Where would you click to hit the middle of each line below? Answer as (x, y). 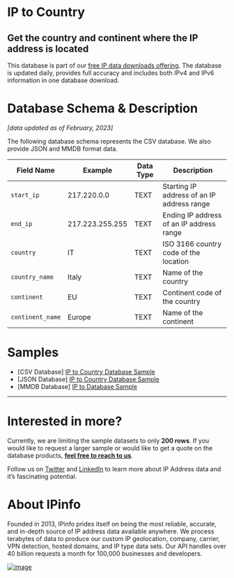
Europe (79, 317)
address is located (48, 48)
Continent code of (192, 292)
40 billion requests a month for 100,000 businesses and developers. (105, 553)
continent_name (36, 317)
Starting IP (180, 186)
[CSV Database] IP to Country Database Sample (86, 372)
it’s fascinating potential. (42, 476)
